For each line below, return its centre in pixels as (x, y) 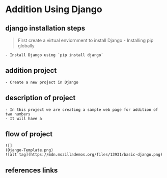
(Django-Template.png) (29, 150)
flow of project (29, 134)
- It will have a (24, 118)
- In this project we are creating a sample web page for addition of (82, 110)
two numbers (18, 114)
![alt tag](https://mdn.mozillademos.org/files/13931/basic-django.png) (84, 155)
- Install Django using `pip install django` (54, 55)
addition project (31, 70)
